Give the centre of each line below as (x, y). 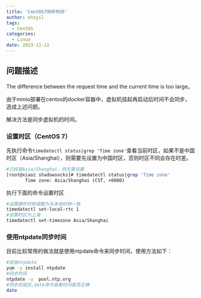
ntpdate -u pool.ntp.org (38, 279)
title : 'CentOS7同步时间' (37, 12)
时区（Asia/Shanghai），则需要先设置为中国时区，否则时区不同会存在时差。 (99, 158)
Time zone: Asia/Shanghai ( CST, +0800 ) (75, 180)
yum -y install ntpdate (36, 268)
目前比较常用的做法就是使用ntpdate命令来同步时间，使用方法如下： (89, 251)
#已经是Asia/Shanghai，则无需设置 (45, 169)
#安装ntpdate (22, 263)
